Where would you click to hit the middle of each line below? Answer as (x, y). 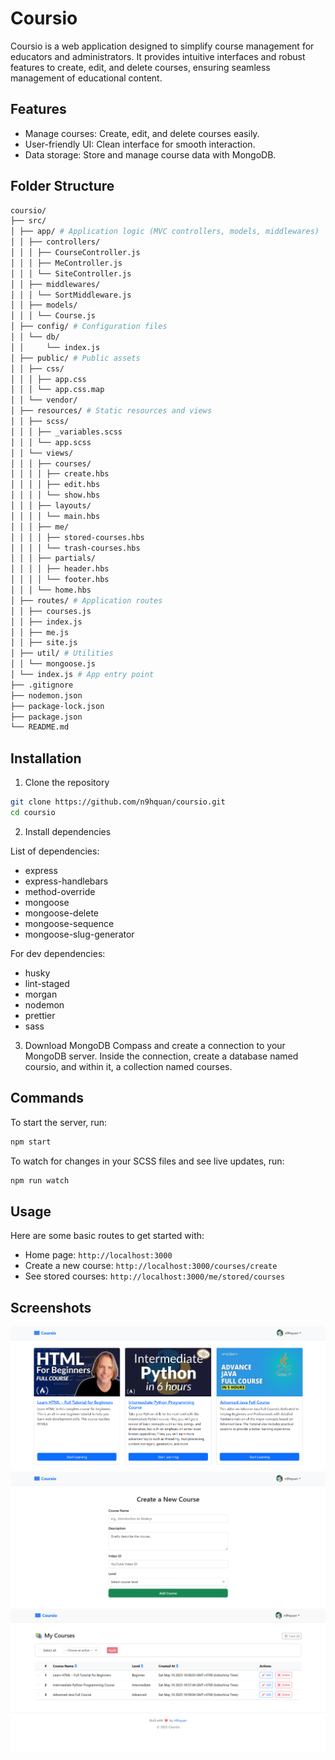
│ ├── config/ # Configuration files (89, 327)
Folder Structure (62, 186)
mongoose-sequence (69, 923)
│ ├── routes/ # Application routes (86, 600)
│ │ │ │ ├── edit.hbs (55, 485)
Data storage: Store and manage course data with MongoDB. (150, 154)
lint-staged (47, 983)
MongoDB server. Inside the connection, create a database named (161, 1056)
